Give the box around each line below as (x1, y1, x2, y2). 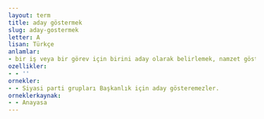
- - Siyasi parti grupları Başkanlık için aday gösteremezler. (8, 84, 220, 92)
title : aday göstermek (8, 19, 82, 27)
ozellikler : (8, 63, 47, 70)
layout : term (8, 11, 51, 20)
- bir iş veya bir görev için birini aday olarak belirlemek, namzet (8, 56, 241, 63)
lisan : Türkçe (8, 41, 55, 49)
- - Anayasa (8, 99, 47, 106)
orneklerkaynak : (8, 92, 61, 99)
